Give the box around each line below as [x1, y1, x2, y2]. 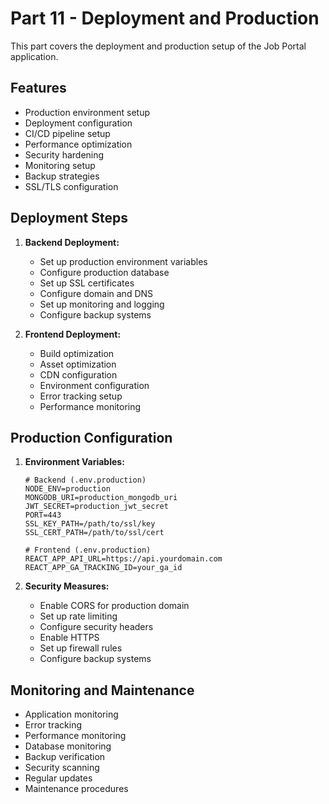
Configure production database [39, 266, 170, 278]
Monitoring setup [24, 159, 96, 171]
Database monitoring [24, 740, 112, 752]
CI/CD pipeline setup [24, 127, 111, 139]
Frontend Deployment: [24, 328, 122, 340]
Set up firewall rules [39, 642, 123, 654]
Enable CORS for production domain [39, 600, 190, 612]
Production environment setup [24, 106, 150, 118]
